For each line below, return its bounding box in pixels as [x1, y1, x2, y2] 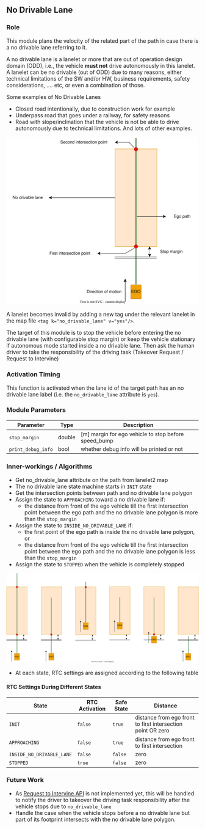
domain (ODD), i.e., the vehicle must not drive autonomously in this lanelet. [6, 62, 195, 69]
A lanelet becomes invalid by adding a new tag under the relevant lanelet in [6, 311, 195, 318]
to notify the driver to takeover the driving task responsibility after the [15, 796, 190, 803]
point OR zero [135, 727, 170, 734]
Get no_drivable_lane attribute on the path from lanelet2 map [15, 476, 168, 483]
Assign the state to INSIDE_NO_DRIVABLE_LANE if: [15, 522, 133, 529]
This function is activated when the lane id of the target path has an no [6, 384, 184, 392]
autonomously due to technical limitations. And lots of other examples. [15, 125, 192, 132]
